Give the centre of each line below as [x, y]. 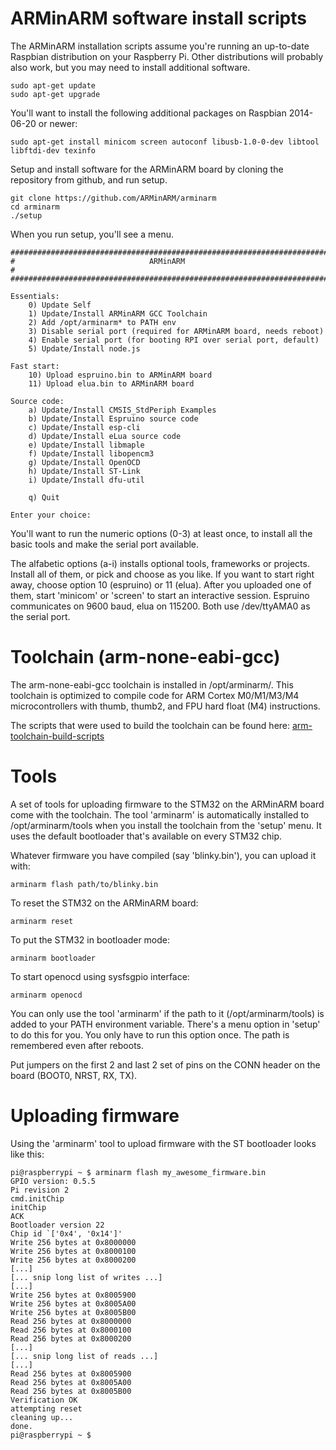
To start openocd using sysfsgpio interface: [100, 976]
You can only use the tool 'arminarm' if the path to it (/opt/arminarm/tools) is [167, 1013]
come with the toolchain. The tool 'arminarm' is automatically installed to [160, 814]
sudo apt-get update [53, 85]
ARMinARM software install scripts [158, 18]
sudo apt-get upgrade [55, 94]
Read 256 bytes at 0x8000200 [71, 1338]
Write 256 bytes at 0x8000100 [73, 1251]
